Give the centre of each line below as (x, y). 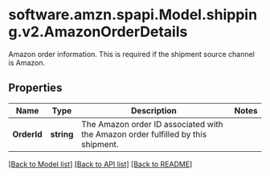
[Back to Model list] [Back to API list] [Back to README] (100, 164)
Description (154, 110)
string (62, 134)
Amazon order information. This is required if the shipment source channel (131, 54)
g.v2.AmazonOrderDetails (98, 32)
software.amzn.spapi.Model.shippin (133, 15)
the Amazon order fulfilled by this (144, 134)
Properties (35, 88)
